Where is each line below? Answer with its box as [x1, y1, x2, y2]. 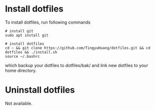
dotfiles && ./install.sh [5, 50, 57, 55]
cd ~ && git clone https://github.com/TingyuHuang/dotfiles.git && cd [5, 45, 151, 50]
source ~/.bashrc [5, 54, 40, 59]
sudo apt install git [5, 33, 49, 38]
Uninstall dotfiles [5, 84, 75, 96]
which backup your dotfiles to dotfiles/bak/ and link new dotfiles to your [5, 62, 149, 68]
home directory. [5, 68, 37, 73]
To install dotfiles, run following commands [5, 19, 91, 25]
